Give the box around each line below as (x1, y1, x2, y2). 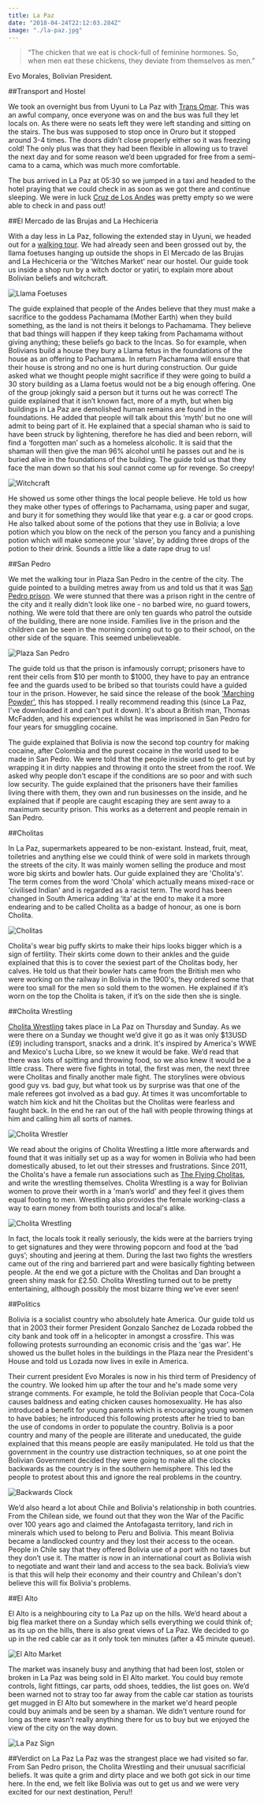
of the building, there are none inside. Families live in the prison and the (8, 617, 240, 626)
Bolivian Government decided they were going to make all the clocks (8, 1455, 231, 1465)
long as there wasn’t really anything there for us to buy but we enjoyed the (8, 1715, 250, 1724)
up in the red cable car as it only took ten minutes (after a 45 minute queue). (8, 1634, 255, 1644)
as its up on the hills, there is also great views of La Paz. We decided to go (8, 1626, 250, 1635)
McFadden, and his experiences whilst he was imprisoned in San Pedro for (8, 714, 251, 724)
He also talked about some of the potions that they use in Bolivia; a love (8, 519, 240, 528)
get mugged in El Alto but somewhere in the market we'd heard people (8, 1698, 238, 1708)
